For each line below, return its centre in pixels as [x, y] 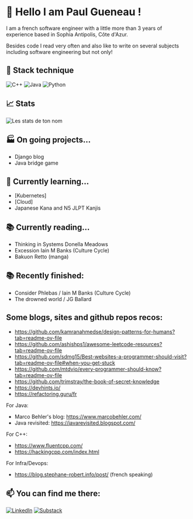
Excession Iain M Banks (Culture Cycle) [62, 250]
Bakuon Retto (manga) [42, 257]
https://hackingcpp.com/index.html [57, 452]
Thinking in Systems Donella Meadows [61, 244]
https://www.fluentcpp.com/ [49, 445]
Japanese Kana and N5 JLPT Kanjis [58, 208]
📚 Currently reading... [48, 227]
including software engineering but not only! [59, 52]
